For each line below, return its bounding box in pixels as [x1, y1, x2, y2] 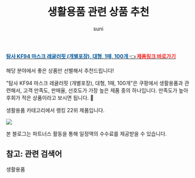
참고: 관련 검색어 [6, 149, 63, 159]
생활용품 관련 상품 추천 [47, 5, 149, 19]
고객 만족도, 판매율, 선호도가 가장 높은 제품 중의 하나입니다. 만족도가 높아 [23, 86, 189, 94]
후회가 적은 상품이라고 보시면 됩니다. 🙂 [6, 94, 94, 101]
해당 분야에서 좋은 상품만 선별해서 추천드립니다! [6, 67, 114, 74]
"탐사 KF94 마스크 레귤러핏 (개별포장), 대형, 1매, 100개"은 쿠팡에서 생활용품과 [6, 79, 183, 86]
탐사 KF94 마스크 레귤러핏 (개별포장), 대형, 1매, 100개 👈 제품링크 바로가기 [6, 52, 176, 59]
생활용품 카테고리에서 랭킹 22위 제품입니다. [6, 106, 105, 113]
